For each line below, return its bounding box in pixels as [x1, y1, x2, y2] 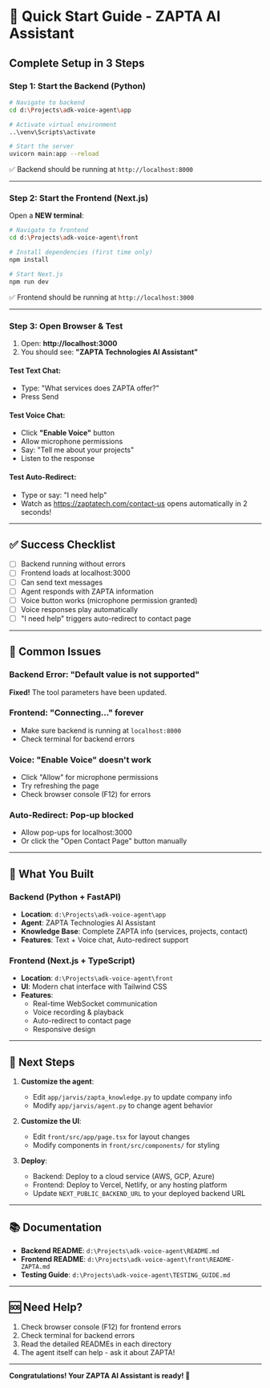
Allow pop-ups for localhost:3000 [20, 827, 133, 838]
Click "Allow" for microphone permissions [20, 773, 159, 782]
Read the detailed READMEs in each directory [20, 1339, 171, 1349]
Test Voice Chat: [9, 410, 66, 420]
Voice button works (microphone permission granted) [20, 595, 198, 605]
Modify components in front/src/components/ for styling [32, 1141, 220, 1150]
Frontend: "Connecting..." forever [9, 707, 144, 718]
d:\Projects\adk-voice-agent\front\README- [87, 1256, 235, 1264]
